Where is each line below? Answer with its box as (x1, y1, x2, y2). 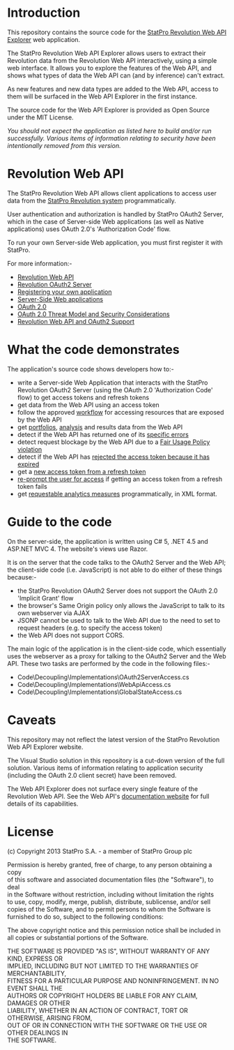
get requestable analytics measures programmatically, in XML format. (17, 489, 217, 498)
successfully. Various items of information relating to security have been (7, 134, 216, 142)
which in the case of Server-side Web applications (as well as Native (7, 217, 204, 225)
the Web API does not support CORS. (17, 630, 125, 639)
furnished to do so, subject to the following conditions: (7, 912, 164, 921)
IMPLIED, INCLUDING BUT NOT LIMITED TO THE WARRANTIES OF (7, 961, 199, 970)
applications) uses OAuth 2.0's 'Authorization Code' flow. (7, 225, 171, 233)
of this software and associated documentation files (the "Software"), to (7, 875, 214, 884)
